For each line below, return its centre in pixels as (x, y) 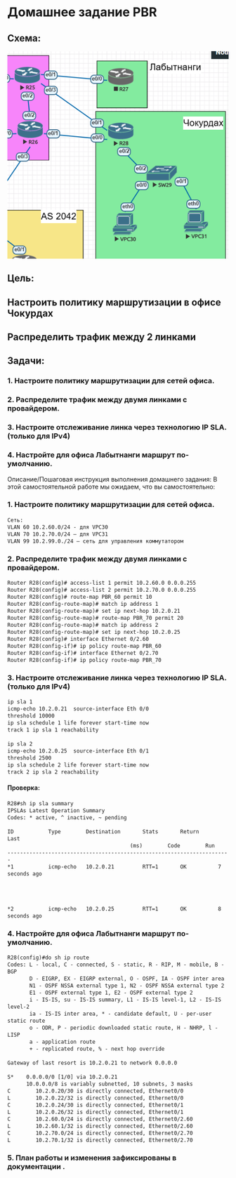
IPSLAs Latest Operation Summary (56, 810)
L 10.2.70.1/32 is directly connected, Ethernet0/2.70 (100, 1140)
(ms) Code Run (172, 846)
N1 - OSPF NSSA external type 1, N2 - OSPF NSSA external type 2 (127, 986)
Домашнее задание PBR (82, 12)
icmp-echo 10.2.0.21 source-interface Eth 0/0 (78, 709)
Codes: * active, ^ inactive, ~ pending (67, 818)
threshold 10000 (31, 716)
